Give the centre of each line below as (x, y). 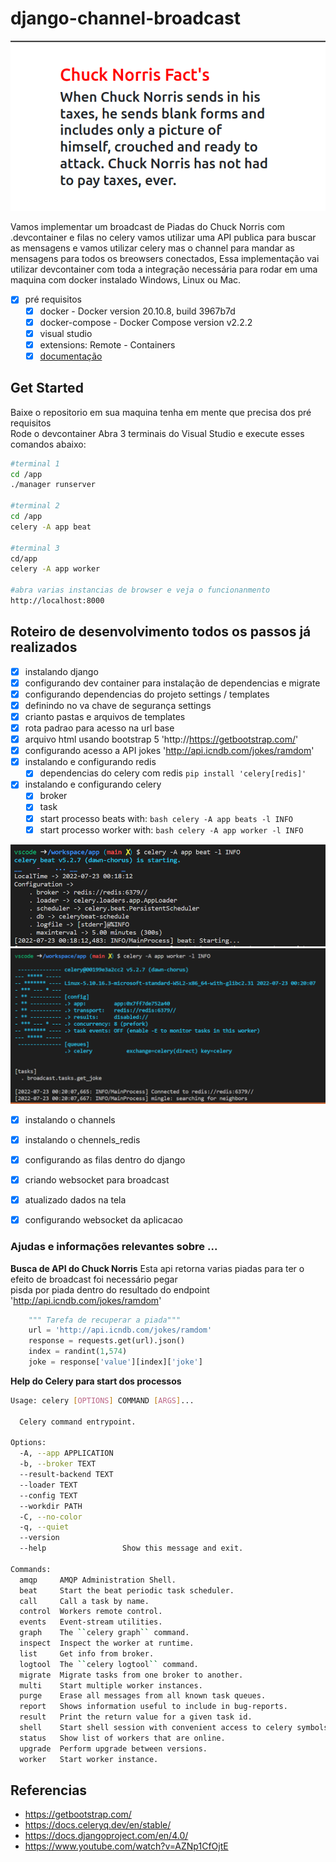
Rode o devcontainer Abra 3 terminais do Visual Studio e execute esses (157, 433)
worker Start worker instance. (89, 1759)
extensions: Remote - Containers (107, 344)
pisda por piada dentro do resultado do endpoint (110, 1289)
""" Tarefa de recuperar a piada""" (105, 1320)
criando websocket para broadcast (97, 1180)
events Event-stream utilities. (91, 1622)
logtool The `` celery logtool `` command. (109, 1664)
